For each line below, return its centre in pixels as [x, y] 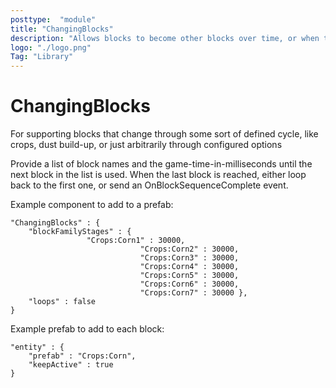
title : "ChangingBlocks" [62, 29]
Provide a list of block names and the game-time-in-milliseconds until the [161, 164]
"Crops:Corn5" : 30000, [189, 276]
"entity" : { [37, 347]
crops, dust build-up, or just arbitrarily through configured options [146, 145]
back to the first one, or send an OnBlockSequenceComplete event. [149, 185]
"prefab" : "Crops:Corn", [82, 356]
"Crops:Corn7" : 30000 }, [193, 293]
